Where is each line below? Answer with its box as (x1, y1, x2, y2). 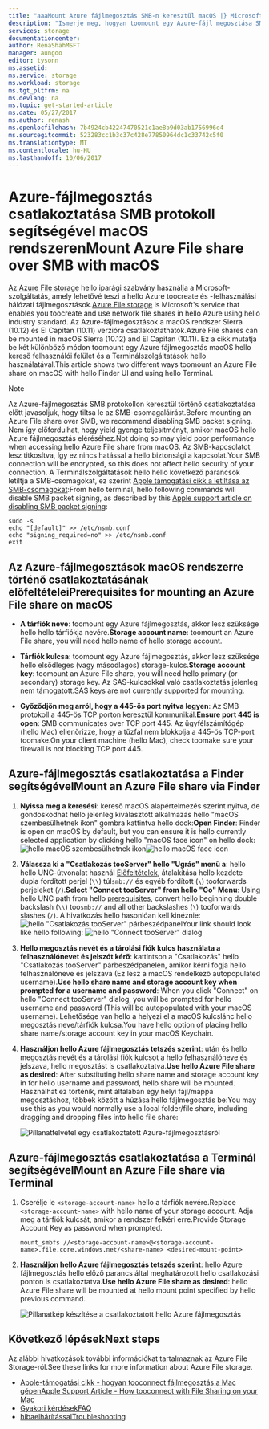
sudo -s (8, 517, 34, 526)
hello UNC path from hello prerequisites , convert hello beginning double (19, 893, 258, 903)
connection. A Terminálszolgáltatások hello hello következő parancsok (8, 467, 240, 478)
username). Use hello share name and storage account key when (19, 977, 238, 987)
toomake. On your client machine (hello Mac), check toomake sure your (19, 735, 254, 745)
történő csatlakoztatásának (8, 572, 149, 586)
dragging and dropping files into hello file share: (19, 1112, 179, 1122)
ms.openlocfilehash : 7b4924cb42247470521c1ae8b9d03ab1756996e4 (8, 124, 224, 132)
